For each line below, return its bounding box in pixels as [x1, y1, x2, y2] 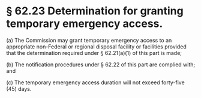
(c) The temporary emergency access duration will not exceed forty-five [6, 79, 185, 86]
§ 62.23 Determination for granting [6, 4, 184, 18]
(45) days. [6, 85, 32, 92]
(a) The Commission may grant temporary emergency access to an [6, 36, 172, 44]
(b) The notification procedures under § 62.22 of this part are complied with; [6, 61, 196, 68]
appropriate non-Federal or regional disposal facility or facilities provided [6, 43, 187, 50]
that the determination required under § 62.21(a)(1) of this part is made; [6, 49, 182, 56]
